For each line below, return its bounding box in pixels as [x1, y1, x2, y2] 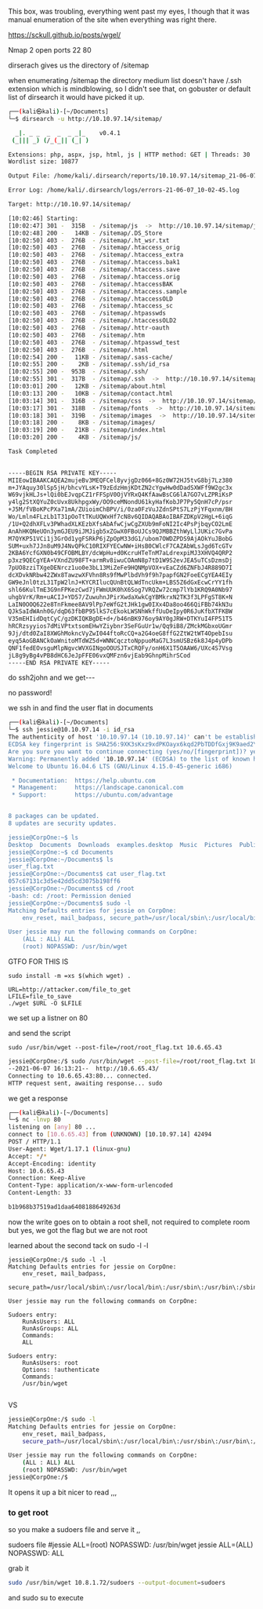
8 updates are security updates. [8, 819, 117, 827]
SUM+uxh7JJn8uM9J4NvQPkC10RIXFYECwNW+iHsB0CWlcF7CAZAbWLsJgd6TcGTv [8, 542, 233, 550]
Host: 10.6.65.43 [8, 1167, 65, 1175]
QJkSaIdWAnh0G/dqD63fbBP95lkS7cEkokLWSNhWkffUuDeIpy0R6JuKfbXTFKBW [8, 607, 233, 615]
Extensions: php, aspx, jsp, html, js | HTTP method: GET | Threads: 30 [8, 151, 250, 159]
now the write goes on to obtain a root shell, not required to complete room [8, 1217, 250, 1227]
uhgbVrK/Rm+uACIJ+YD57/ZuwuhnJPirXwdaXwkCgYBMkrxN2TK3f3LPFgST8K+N [8, 593, 233, 601]
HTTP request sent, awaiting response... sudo [8, 1079, 163, 1087]
